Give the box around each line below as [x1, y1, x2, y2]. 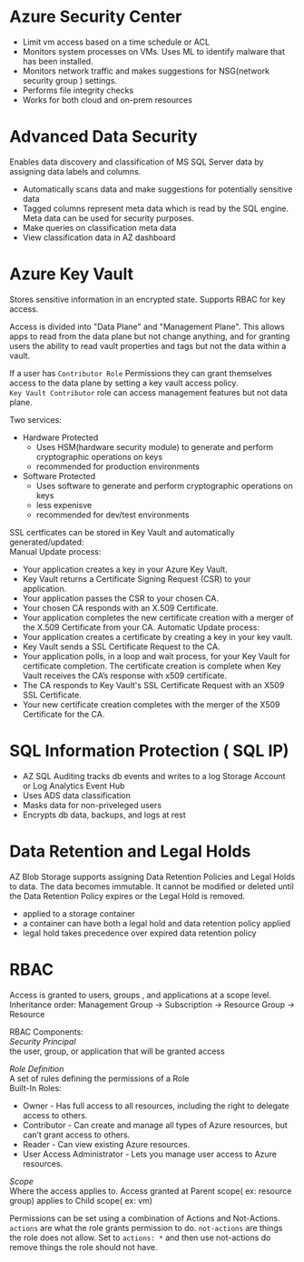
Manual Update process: [9, 546, 102, 556]
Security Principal [9, 1036, 76, 1047]
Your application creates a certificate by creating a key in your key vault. [22, 631, 293, 642]
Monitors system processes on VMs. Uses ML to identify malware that [22, 45, 286, 56]
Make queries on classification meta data [22, 222, 177, 233]
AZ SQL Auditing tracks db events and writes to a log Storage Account [22, 770, 286, 781]
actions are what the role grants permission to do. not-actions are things [9, 1222, 283, 1233]
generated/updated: [9, 536, 84, 547]
